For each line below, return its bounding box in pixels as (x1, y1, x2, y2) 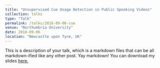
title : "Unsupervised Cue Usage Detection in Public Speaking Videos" (5, 7, 152, 12)
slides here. (5, 58, 28, 64)
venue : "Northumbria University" (5, 25, 73, 30)
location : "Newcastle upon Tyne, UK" (5, 34, 82, 39)
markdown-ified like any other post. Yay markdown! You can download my (5, 52, 155, 58)
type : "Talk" (5, 16, 32, 21)
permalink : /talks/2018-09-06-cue (5, 20, 76, 26)
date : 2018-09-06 (5, 30, 41, 34)
